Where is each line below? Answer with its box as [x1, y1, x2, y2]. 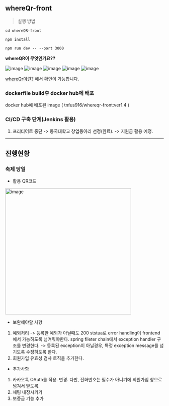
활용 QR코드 [12, 178, 37, 184]
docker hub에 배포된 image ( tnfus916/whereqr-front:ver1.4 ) [5, 102, 130, 108]
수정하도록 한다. [26, 349, 57, 355]
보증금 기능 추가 [12, 395, 44, 401]
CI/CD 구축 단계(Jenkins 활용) [5, 116, 76, 123]
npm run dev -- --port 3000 [5, 45, 64, 51]
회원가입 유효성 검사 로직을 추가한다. [12, 355, 84, 361]
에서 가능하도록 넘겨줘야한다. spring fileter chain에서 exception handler [12, 336, 156, 342]
